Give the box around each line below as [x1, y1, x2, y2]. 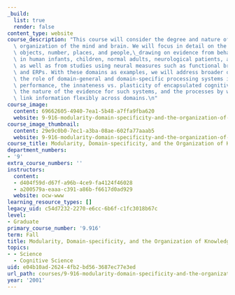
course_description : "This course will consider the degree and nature [7, 36, 220, 43]
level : [7, 212, 27, 219]
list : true [13, 17, 45, 24]
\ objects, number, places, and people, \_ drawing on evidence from [13, 50, 215, 57]
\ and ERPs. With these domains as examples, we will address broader [13, 69, 224, 75]
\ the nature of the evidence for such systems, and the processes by [13, 88, 224, 95]
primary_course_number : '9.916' [7, 224, 101, 231]
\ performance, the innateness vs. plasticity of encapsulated [13, 82, 201, 89]
